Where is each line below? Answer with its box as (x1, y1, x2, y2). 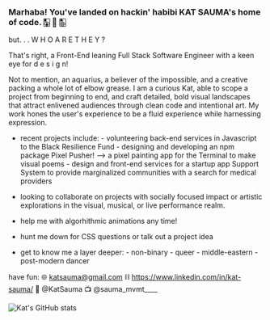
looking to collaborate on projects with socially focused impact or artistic (19, 192, 263, 202)
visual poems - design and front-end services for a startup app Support (19, 159, 259, 169)
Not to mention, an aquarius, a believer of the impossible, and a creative (8, 75, 248, 85)
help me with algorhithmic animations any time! (19, 217, 178, 226)
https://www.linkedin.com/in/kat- (131, 272, 242, 282)
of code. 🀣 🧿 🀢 (8, 16, 66, 27)
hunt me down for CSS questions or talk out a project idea (19, 232, 214, 242)
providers (19, 176, 53, 186)
